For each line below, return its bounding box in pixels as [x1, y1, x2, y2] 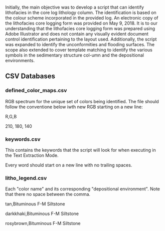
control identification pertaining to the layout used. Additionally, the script [5, 36, 157, 42]
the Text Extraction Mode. [5, 152, 59, 158]
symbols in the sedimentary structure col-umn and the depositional [5, 52, 144, 58]
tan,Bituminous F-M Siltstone [5, 201, 65, 207]
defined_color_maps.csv [5, 87, 67, 94]
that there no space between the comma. [5, 191, 91, 197]
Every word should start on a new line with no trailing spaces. [5, 162, 132, 168]
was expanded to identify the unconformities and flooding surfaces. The [5, 42, 155, 47]
